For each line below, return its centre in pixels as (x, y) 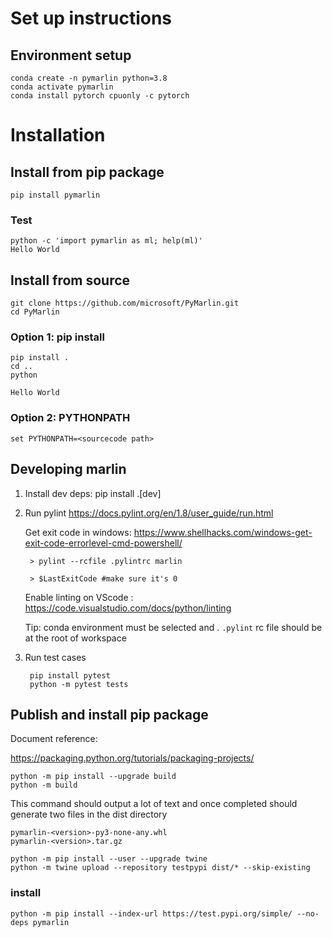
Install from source (70, 280)
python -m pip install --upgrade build (93, 777)
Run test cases (55, 657)
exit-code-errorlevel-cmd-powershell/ (103, 543)
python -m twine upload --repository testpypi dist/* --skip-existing (160, 868)
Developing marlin (68, 469)
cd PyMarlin (35, 312)
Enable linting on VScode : (79, 597)
